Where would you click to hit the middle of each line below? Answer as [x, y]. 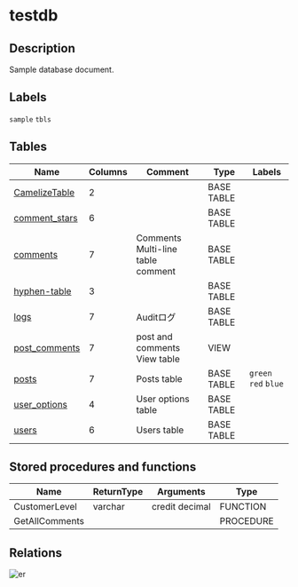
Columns [108, 171]
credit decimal [181, 507]
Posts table [160, 378]
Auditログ [156, 317]
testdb [34, 16]
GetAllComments [49, 521]
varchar [109, 507]
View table [158, 359]
